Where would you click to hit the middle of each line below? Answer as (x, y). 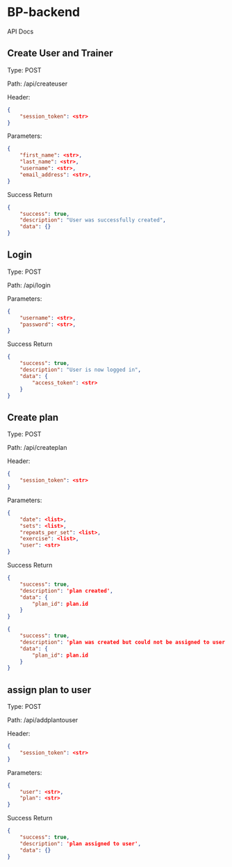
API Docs (20, 31)
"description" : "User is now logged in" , (80, 370)
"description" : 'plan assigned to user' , (80, 843)
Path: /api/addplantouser (43, 720)
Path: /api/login (29, 285)
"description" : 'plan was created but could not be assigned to (115, 642)
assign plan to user (49, 690)
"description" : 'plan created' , (66, 591)
